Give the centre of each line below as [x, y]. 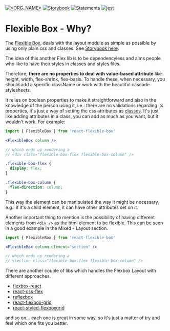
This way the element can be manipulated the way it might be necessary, [82, 202]
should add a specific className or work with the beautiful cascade [78, 84]
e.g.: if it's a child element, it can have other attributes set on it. [72, 207]
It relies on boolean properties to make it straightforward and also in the [81, 100]
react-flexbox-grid [32, 302]
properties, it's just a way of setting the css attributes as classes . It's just [82, 111]
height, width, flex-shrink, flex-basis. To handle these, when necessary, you [85, 79]
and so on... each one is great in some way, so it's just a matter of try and [83, 318]
